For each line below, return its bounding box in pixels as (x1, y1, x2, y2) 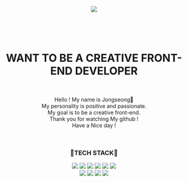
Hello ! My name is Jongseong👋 (54, 96, 134, 103)
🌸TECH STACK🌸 (70, 149, 118, 157)
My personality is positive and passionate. (41, 102, 147, 109)
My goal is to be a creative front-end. (47, 109, 141, 116)
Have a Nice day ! (72, 121, 116, 129)
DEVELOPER (75, 64, 138, 78)
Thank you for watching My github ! (49, 115, 139, 123)
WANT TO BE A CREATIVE (6, 52, 139, 65)
